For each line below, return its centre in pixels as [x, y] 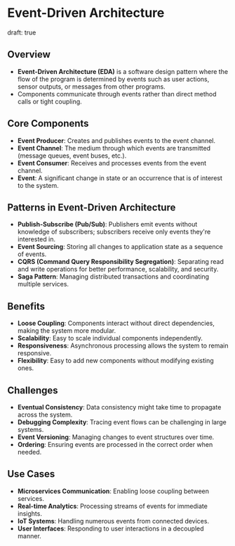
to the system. [38, 185]
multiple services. [43, 284]
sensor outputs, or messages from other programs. [92, 87]
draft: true [22, 32]
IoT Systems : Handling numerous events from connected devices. [113, 521]
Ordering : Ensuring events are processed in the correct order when [115, 444]
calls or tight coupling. [49, 101]
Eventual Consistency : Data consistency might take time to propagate [119, 407]
